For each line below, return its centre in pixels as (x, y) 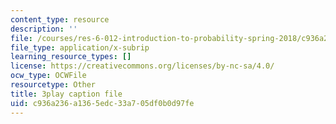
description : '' (44, 29)
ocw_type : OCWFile (48, 76)
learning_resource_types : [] (71, 57)
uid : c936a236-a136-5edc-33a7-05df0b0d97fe (102, 103)
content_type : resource (60, 19)
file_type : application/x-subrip (80, 47)
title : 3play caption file (66, 94)
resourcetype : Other (53, 85)
